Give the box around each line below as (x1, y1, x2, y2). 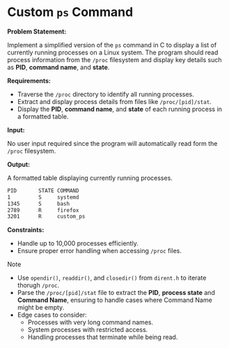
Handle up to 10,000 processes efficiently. (17, 239, 139, 248)
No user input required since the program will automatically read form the (7, 139, 218, 147)
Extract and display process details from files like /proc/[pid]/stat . (17, 97, 212, 105)
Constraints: (7, 226, 45, 234)
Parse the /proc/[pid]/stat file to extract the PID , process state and (17, 289, 216, 297)
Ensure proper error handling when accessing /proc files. (17, 247, 182, 255)
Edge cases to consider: (17, 311, 87, 319)
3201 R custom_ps (7, 213, 86, 220)
